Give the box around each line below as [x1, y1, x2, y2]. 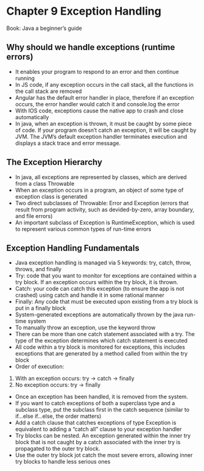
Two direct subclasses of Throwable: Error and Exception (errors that [15, 199, 189, 206]
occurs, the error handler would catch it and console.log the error [15, 100, 180, 108]
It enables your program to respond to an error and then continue [15, 68, 179, 75]
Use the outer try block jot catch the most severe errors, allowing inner [15, 451, 193, 459]
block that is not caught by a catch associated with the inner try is [15, 439, 181, 446]
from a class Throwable [15, 180, 75, 187]
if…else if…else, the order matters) [15, 412, 102, 420]
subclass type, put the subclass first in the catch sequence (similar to [15, 406, 190, 414]
